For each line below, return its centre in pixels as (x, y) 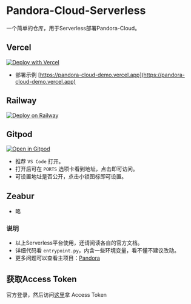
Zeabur (20, 196)
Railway (22, 101)
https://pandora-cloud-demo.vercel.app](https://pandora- (112, 75)
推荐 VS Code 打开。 (39, 161)
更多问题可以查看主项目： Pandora (57, 258)
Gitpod (19, 134)
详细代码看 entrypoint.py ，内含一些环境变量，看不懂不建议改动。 (97, 251)
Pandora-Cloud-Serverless (76, 11)
